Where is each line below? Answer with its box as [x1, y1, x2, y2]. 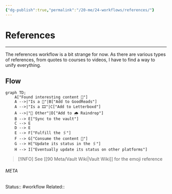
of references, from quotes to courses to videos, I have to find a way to [5, 57, 155, 63]
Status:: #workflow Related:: [5, 183, 65, 189]
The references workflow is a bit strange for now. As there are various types [5, 51, 166, 57]
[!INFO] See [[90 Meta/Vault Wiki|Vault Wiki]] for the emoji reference [17, 156, 163, 162]
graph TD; [5, 90, 27, 95]
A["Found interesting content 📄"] [14, 95, 88, 100]
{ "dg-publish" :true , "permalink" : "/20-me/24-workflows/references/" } [5, 7, 155, 13]
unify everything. [5, 62, 41, 68]
